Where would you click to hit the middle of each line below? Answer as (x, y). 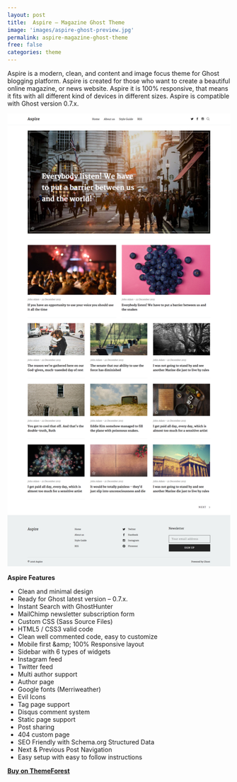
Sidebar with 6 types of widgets (64, 652)
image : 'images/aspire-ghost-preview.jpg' (71, 30)
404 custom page (44, 734)
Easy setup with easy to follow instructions (80, 757)
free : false (25, 45)
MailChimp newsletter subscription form (76, 614)
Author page (36, 681)
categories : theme (34, 52)
